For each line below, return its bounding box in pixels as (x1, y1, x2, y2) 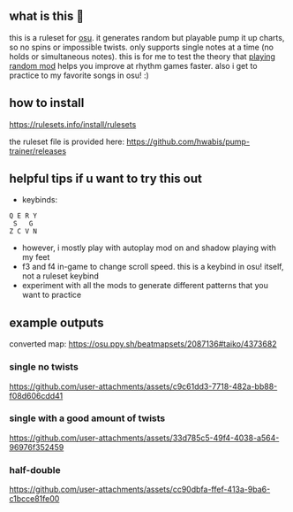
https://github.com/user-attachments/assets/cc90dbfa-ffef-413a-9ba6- (9, 484, 271, 495)
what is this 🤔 (9, 9, 85, 24)
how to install (9, 96, 85, 111)
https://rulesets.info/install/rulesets (9, 118, 137, 129)
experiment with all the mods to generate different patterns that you (21, 280, 269, 291)
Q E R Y (9, 211, 38, 221)
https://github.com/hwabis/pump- (126, 136, 250, 147)
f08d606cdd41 (9, 390, 64, 401)
